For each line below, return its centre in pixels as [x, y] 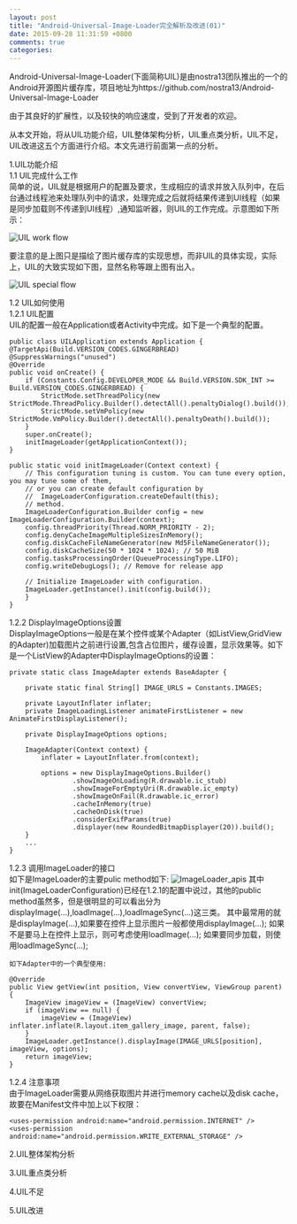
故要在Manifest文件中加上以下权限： [76, 1105]
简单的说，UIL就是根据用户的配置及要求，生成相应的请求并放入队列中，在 [143, 187]
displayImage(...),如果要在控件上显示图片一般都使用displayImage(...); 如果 [150, 924]
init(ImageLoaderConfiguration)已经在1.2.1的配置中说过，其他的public [135, 890]
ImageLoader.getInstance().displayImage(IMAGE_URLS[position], [144, 1042]
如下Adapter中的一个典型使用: [58, 964]
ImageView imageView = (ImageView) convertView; [116, 1003]
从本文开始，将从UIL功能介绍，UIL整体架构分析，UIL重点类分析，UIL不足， [146, 135]
